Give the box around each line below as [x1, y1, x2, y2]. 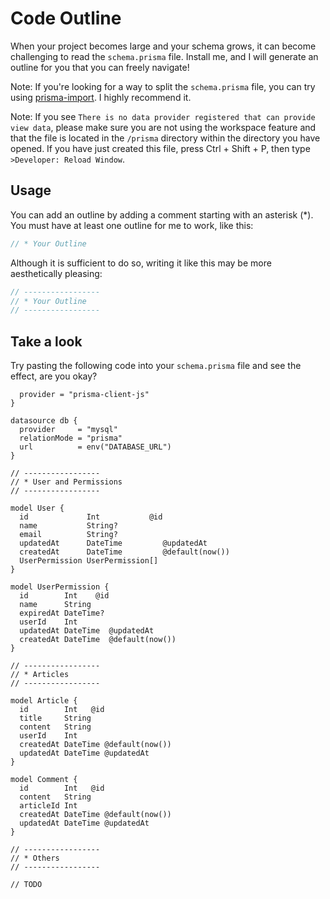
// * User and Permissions [10, 477, 123, 487]
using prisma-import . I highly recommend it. [10, 91, 192, 103]
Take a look [10, 333, 83, 350]
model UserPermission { [10, 582, 110, 592]
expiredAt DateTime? [19, 608, 105, 619]
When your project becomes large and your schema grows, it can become [10, 40, 317, 52]
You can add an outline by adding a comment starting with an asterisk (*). [10, 208, 314, 221]
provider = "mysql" [19, 425, 118, 435]
